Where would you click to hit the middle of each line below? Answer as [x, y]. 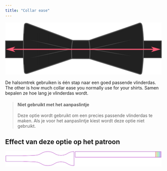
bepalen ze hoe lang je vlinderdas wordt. [47, 93]
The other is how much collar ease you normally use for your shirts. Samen [82, 87]
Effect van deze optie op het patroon [63, 142]
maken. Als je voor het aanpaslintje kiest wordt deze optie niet [81, 121]
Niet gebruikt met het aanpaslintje [53, 104]
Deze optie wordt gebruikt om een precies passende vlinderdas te [85, 116]
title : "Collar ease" [28, 10]
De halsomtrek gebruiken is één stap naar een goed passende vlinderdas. [81, 83]
